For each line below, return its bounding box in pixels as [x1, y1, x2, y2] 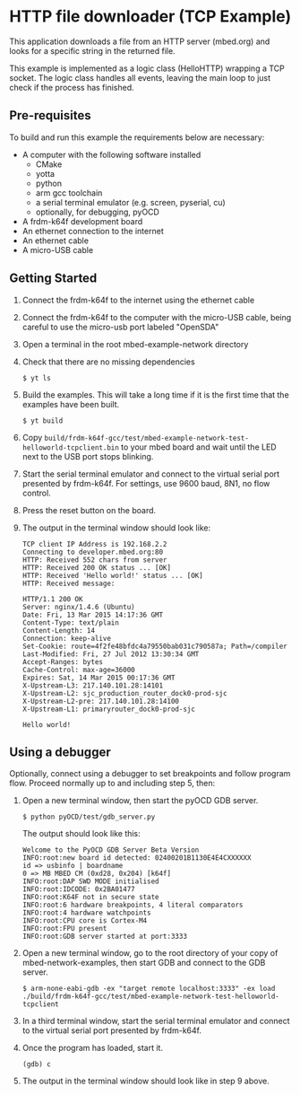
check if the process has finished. [9, 82, 134, 92]
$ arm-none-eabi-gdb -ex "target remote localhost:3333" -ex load [21, 985, 276, 994]
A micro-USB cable [21, 244, 94, 255]
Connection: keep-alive [21, 634, 112, 643]
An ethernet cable [21, 235, 90, 246]
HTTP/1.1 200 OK [21, 594, 83, 603]
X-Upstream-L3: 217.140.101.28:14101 [21, 680, 164, 690]
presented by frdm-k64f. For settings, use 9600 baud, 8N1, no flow [21, 477, 270, 488]
